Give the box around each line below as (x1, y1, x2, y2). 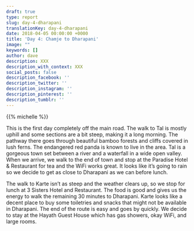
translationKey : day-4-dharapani (6, 25, 88, 31)
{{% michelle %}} (6, 113, 49, 120)
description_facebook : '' (6, 75, 70, 81)
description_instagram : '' (6, 86, 73, 92)
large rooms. (6, 217, 37, 225)
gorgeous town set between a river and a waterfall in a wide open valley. (6, 149, 183, 157)
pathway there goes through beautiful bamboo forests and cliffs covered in (6, 137, 189, 144)
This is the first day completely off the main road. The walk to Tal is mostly (6, 124, 187, 131)
